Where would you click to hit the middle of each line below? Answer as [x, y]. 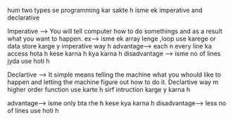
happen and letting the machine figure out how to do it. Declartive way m [113, 82]
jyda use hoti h [29, 61]
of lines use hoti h [33, 111]
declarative [24, 18]
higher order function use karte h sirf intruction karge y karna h [99, 89]
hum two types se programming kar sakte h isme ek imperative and [105, 10]
